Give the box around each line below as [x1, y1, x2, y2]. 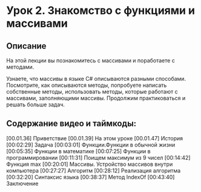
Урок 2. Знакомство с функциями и [6, 4, 196, 18]
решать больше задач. [6, 101, 65, 108]
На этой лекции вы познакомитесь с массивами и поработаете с [6, 57, 176, 64]
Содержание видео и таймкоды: [6, 118, 137, 129]
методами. [6, 63, 35, 70]
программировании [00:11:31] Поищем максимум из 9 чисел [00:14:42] [6, 154, 191, 161]
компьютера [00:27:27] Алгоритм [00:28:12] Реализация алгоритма [6, 166, 181, 174]
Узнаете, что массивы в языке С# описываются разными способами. [6, 75, 186, 82]
